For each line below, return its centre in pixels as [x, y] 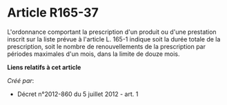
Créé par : [21, 80]
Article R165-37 [53, 13]
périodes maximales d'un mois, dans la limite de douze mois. [94, 54]
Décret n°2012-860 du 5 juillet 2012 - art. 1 [78, 94]
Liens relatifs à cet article [44, 67]
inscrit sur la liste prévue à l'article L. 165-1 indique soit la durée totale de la [114, 39]
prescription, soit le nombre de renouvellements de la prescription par [106, 46]
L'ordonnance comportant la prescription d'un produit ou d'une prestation [112, 32]
